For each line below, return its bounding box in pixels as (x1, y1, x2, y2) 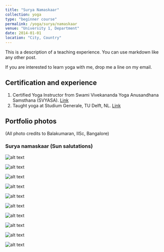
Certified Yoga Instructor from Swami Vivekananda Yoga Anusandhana (12, 92, 159, 98)
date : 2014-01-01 (5, 31, 42, 36)
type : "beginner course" (5, 17, 57, 22)
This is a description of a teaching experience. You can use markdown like (5, 49, 159, 55)
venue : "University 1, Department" (5, 26, 80, 31)
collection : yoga (5, 12, 42, 17)
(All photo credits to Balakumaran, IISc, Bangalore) (5, 130, 109, 136)
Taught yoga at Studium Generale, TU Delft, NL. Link (12, 102, 121, 108)
